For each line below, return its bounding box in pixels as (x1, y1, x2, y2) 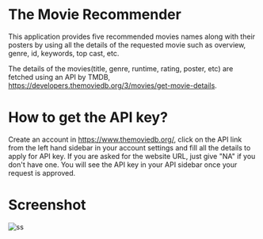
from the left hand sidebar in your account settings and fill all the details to (8, 142, 251, 152)
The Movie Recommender (8, 6, 182, 24)
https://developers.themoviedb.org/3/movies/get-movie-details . (8, 81, 218, 90)
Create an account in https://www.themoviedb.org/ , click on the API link (8, 135, 242, 144)
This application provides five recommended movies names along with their (8, 32, 256, 41)
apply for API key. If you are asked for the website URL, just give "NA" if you (8, 151, 256, 161)
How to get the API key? (8, 108, 169, 127)
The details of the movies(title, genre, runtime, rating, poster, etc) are (8, 63, 234, 73)
